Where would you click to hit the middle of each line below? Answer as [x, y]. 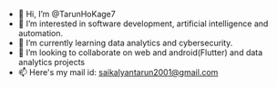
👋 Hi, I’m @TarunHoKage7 [67, 14]
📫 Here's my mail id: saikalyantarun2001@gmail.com [118, 72]
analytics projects [51, 62]
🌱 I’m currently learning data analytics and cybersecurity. [125, 43]
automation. [41, 33]
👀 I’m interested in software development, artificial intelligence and [143, 24]
